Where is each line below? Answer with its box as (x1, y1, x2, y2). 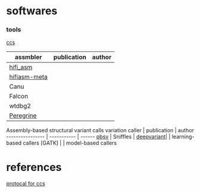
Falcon (9, 92, 29, 101)
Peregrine (9, 111, 37, 120)
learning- (171, 133, 195, 141)
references (6, 160, 62, 174)
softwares (6, 4, 58, 18)
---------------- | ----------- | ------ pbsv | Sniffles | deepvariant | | (6, 133, 171, 141)
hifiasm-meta (9, 73, 48, 81)
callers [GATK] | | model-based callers (23, 139, 118, 147)
